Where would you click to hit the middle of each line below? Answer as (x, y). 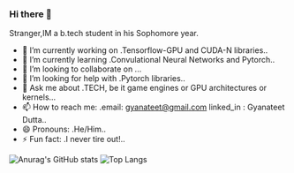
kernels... (39, 97)
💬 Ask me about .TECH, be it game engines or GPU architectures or (144, 88)
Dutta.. (34, 120)
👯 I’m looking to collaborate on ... (82, 69)
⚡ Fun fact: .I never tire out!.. (73, 139)
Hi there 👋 (31, 14)
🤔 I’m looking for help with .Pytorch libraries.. (103, 79)
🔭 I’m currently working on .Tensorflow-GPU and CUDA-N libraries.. (145, 50)
